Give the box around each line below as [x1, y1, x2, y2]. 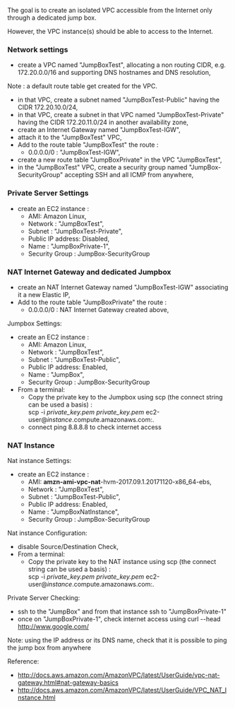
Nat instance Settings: [7, 457, 72, 465]
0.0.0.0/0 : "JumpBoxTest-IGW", [28, 148, 121, 157]
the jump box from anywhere [7, 644, 92, 652]
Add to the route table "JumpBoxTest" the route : [17, 140, 159, 149]
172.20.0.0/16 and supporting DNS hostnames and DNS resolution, [17, 68, 211, 77]
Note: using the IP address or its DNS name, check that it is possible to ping [7, 636, 227, 644]
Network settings [7, 44, 68, 54]
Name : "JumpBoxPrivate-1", [28, 241, 111, 250]
